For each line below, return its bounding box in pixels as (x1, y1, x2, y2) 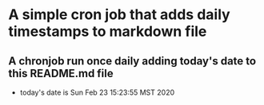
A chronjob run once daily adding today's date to (8, 54, 257, 68)
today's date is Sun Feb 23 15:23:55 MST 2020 (19, 87, 175, 97)
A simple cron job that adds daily (8, 6, 230, 24)
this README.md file (8, 66, 114, 80)
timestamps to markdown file (8, 22, 207, 41)
